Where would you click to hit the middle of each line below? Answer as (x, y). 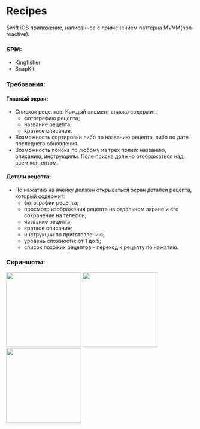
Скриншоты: (26, 263)
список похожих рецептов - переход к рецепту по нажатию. (101, 247)
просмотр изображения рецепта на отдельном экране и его (101, 209)
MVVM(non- (179, 28)
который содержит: (40, 196)
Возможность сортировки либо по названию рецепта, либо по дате (101, 137)
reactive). (18, 34)
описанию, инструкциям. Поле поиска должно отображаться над (99, 156)
